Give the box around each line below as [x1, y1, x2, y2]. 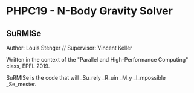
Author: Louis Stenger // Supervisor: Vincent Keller [6, 44, 132, 51]
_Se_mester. [6, 80, 37, 88]
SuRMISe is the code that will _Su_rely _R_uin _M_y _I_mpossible [6, 74, 166, 81]
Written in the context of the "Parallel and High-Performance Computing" [6, 56, 189, 63]
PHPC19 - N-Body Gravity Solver [6, 4, 173, 18]
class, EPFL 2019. [6, 62, 50, 69]
